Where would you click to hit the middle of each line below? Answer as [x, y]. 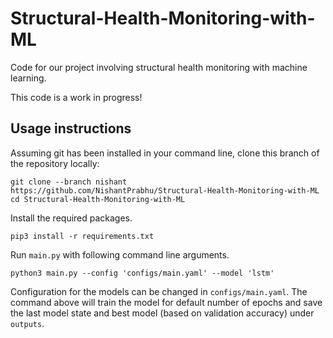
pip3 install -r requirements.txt [82, 236]
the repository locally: [55, 163]
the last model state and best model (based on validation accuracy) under [162, 313]
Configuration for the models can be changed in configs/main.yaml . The [159, 291]
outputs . [27, 323]
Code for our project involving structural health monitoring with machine [159, 67]
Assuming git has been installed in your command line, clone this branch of [165, 153]
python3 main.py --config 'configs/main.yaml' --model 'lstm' [142, 273]
